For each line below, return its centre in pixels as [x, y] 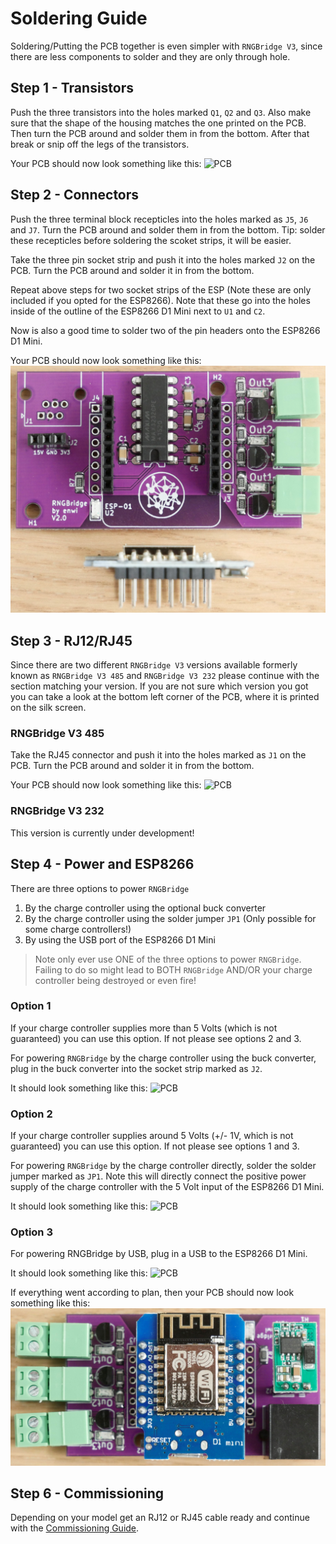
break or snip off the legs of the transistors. [100, 144]
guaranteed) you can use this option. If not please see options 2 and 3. [156, 1038]
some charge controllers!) [78, 929]
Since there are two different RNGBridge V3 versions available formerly [154, 665]
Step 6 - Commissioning [87, 1493]
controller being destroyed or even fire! [115, 980]
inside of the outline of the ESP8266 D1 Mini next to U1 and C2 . [138, 311]
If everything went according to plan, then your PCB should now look [152, 1293]
